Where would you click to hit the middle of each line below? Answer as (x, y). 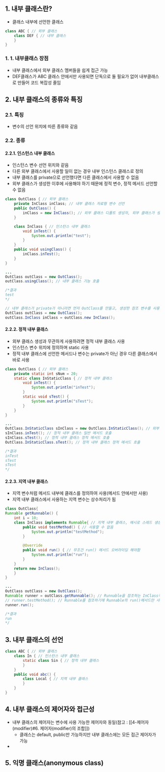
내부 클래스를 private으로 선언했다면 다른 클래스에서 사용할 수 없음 (75, 177)
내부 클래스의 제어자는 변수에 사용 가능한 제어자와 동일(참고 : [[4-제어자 (80, 722)
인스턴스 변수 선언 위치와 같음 (40, 165)
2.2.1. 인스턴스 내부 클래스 (30, 153)
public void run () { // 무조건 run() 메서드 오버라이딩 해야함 (82, 550)
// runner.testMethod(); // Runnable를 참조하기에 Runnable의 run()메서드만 (80, 600)
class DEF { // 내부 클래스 (40, 36)
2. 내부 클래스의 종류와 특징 (44, 100)
